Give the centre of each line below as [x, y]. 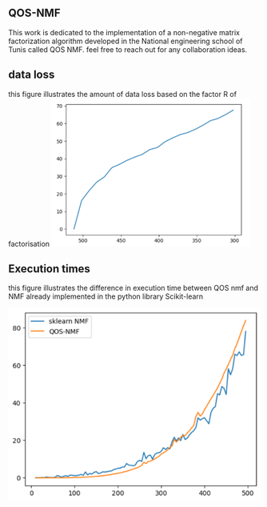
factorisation [29, 243]
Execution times [49, 269]
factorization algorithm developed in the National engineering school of [126, 41]
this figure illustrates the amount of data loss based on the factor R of [123, 94]
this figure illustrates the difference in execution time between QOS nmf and [133, 288]
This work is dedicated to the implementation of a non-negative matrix [124, 32]
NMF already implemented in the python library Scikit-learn [106, 296]
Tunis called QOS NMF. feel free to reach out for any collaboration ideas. [128, 49]
